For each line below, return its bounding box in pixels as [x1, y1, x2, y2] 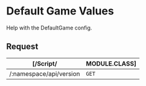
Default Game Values [6, 4, 115, 18]
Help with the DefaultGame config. [6, 24, 92, 31]
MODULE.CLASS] [86, 59, 137, 67]
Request [6, 41, 39, 52]
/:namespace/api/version [9, 69, 80, 78]
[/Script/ [32, 59, 57, 67]
